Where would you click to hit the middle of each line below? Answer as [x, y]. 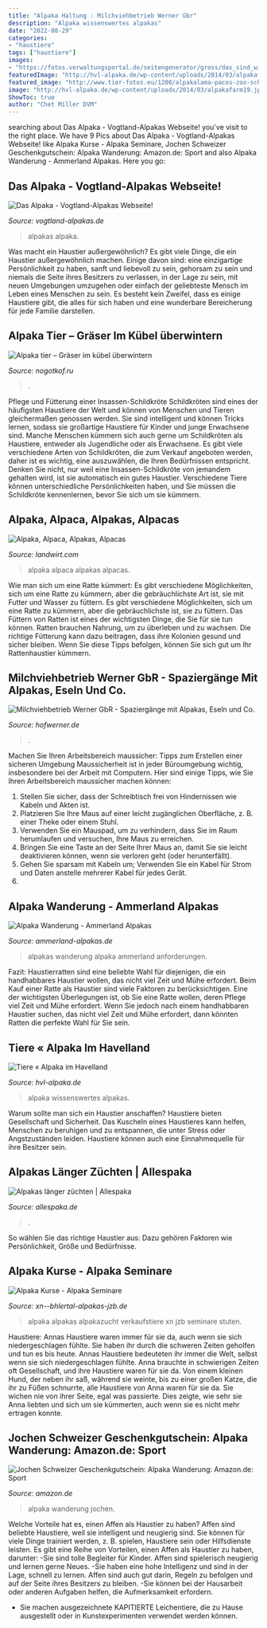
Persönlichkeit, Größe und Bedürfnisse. [73, 1246]
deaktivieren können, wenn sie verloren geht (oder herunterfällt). [126, 856]
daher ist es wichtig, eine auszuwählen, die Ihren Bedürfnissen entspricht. [130, 461]
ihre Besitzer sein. [38, 1147]
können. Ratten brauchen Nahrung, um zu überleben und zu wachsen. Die [130, 627]
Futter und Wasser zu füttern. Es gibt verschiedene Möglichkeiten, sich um [130, 602]
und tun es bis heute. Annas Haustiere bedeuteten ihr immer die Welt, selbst [133, 1353]
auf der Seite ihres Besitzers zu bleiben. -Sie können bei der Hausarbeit [126, 1583]
